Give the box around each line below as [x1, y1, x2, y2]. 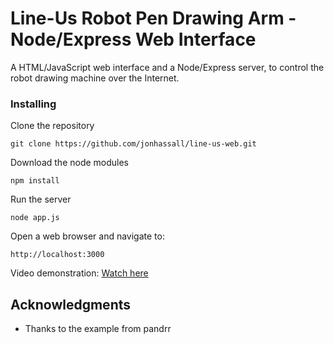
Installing [10, 97, 57, 111]
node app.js [10, 213, 60, 223]
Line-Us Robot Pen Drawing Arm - [10, 7, 297, 30]
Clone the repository [10, 120, 95, 132]
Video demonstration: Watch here [10, 267, 149, 279]
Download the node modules [10, 157, 130, 169]
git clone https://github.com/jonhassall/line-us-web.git [10, 139, 257, 149]
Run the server [10, 193, 72, 206]
